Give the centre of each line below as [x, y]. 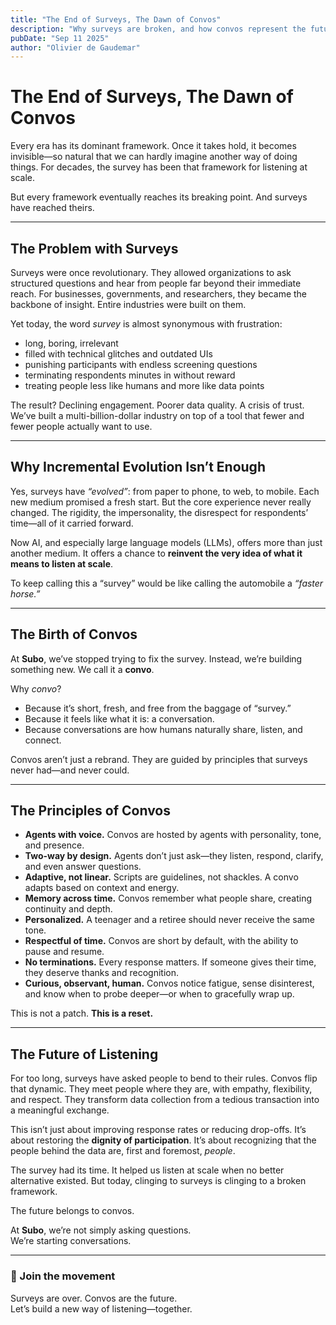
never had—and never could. [70, 770]
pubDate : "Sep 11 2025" [60, 38]
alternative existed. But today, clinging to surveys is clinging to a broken [158, 1181]
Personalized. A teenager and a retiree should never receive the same [169, 920]
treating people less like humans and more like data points [144, 385]
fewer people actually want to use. [81, 426]
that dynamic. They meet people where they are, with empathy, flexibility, [161, 1089]
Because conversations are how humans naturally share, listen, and [163, 729]
